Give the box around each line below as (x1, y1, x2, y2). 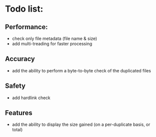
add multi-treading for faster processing (12, 41, 93, 47)
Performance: (5, 23, 48, 31)
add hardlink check (12, 95, 51, 101)
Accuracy (5, 55, 35, 63)
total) (12, 127, 23, 133)
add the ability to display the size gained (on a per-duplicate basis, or (12, 121, 151, 127)
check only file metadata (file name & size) (12, 35, 97, 41)
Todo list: (5, 3, 44, 15)
